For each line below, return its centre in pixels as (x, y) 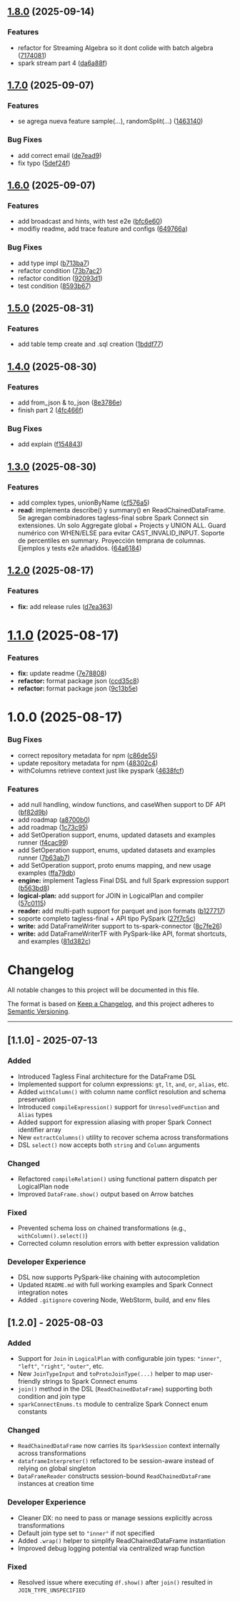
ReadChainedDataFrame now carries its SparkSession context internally (119, 1446)
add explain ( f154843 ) (50, 444)
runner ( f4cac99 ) (43, 842)
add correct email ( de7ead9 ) (60, 155)
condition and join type (51, 1397)
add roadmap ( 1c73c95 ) (53, 827)
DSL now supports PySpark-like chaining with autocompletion (109, 1277)
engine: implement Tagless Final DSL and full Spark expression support (123, 880)
